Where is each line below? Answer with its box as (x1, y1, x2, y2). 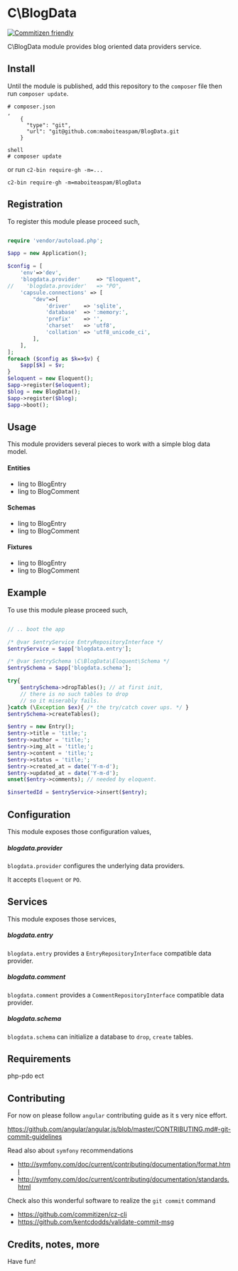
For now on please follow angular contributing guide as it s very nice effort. (7, 1111, 227, 1120)
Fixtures (7, 543, 33, 551)
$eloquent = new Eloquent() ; (7, 375, 94, 382)
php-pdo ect (7, 1071, 45, 1081)
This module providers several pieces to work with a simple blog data (7, 440, 211, 448)
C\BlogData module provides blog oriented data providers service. (7, 42, 202, 50)
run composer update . (7, 89, 69, 97)
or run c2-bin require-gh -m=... (7, 165, 104, 173)
